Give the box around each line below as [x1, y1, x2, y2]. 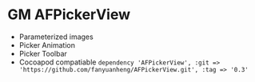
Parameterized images [18, 32, 94, 41]
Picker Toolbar [18, 49, 67, 58]
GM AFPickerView [7, 6, 131, 24]
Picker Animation [18, 40, 75, 49]
